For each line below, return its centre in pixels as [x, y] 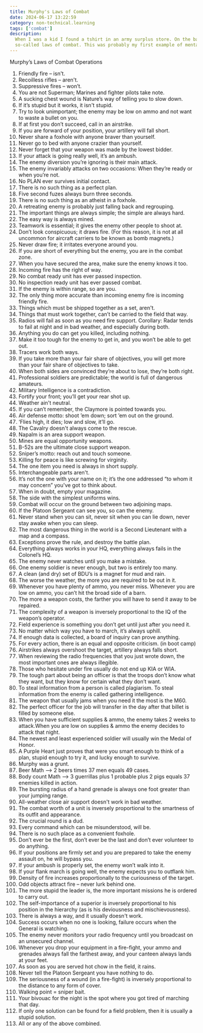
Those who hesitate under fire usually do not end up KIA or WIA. [97, 669]
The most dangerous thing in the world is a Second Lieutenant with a [102, 529]
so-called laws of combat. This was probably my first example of [99, 45]
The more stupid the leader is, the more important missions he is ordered [107, 890]
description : [26, 34]
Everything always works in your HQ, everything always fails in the [100, 548]
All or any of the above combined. [60, 1023]
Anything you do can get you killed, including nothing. [84, 333]
